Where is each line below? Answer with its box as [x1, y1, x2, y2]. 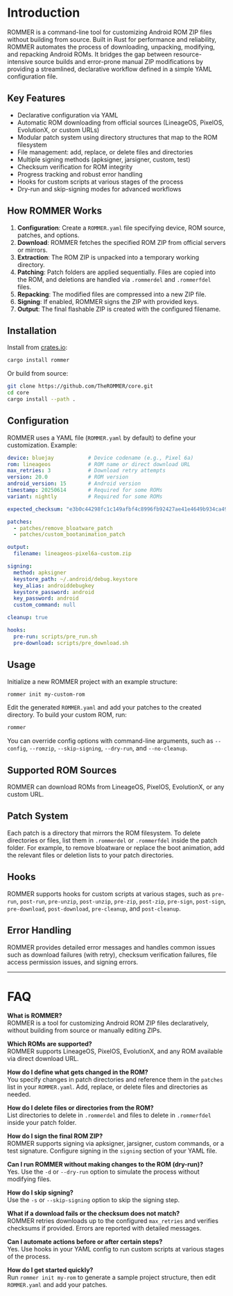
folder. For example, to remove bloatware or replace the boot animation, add [7, 843, 225, 851]
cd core [7, 390, 30, 397]
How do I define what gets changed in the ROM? [7, 1068, 148, 1076]
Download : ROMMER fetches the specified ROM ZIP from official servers [17, 238, 226, 246]
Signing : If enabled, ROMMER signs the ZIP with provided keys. [17, 297, 199, 305]
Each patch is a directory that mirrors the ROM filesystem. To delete [7, 829, 201, 837]
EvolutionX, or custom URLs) [17, 125, 100, 134]
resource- [173, 50, 202, 58]
